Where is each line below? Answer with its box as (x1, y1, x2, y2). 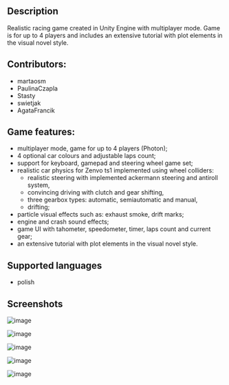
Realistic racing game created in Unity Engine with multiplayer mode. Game (7, 23, 221, 32)
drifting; (27, 203, 50, 211)
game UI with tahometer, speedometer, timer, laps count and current (17, 225, 211, 233)
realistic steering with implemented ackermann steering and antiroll (27, 174, 219, 182)
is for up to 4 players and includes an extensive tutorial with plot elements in (7, 31, 223, 39)
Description (7, 6, 58, 17)
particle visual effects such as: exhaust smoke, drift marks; (17, 210, 184, 219)
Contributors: (7, 59, 67, 70)
